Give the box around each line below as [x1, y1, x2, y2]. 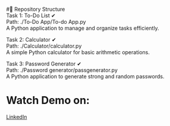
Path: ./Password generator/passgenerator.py [6, 67, 118, 74]
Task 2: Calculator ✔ [6, 36, 56, 43]
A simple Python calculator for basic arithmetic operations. [6, 49, 150, 56]
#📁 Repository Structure [6, 6, 65, 12]
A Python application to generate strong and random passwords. [6, 73, 165, 80]
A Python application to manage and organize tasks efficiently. [6, 24, 159, 31]
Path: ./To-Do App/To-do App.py [6, 18, 86, 25]
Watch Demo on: [6, 94, 90, 107]
